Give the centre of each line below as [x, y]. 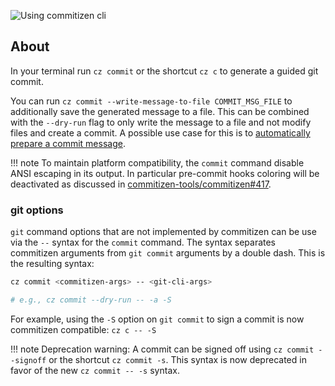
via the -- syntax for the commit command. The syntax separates [143, 242]
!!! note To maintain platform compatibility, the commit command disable [157, 162]
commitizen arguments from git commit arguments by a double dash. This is [168, 253]
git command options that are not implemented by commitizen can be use [163, 232]
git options [37, 210]
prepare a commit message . [68, 143]
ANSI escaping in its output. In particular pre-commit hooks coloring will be [165, 173]
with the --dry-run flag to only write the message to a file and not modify [161, 122]
